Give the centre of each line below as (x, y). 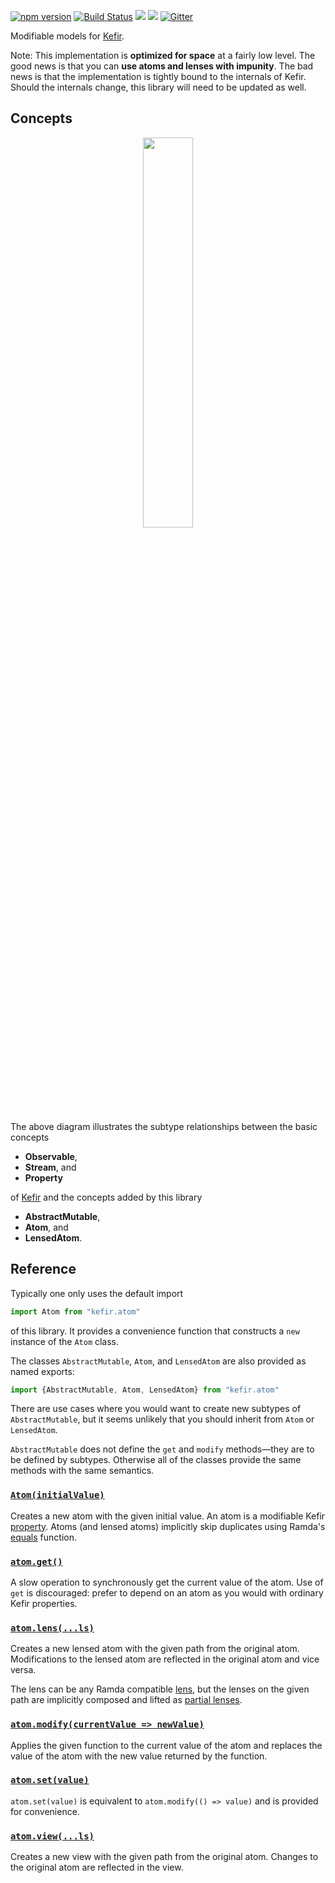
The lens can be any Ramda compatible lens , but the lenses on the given (160, 1689)
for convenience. (45, 1811)
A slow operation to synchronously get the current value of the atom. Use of (167, 1582)
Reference (43, 1269)
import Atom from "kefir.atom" (75, 1311)
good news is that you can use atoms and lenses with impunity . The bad (162, 66)
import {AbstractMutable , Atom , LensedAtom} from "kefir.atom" (145, 1390)
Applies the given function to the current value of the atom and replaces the (166, 1745)
